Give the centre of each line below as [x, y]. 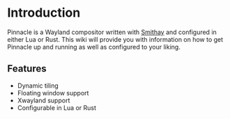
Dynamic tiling [38, 86]
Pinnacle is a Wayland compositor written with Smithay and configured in [112, 32]
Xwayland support [44, 100]
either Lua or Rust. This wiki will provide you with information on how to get [115, 39]
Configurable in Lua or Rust [56, 108]
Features [27, 69]
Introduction [44, 13]
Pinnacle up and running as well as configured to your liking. [94, 47]
